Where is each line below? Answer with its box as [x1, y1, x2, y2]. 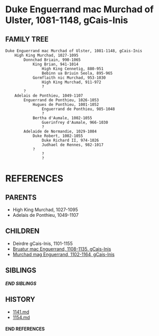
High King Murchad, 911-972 [41, 80, 101, 85]
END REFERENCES [5, 326, 45, 332]
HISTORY [5, 295, 36, 304]
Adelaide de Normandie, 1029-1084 [23, 129, 97, 134]
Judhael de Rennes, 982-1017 [41, 142, 103, 147]
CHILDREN [5, 227, 40, 236]
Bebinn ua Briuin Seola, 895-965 [41, 71, 113, 76]
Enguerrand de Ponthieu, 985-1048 [41, 106, 115, 111]
